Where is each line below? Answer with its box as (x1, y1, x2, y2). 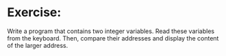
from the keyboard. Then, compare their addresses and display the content (7, 34, 219, 42)
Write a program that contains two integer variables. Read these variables (7, 27, 214, 35)
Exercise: (7, 5, 62, 20)
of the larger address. (7, 41, 68, 49)
